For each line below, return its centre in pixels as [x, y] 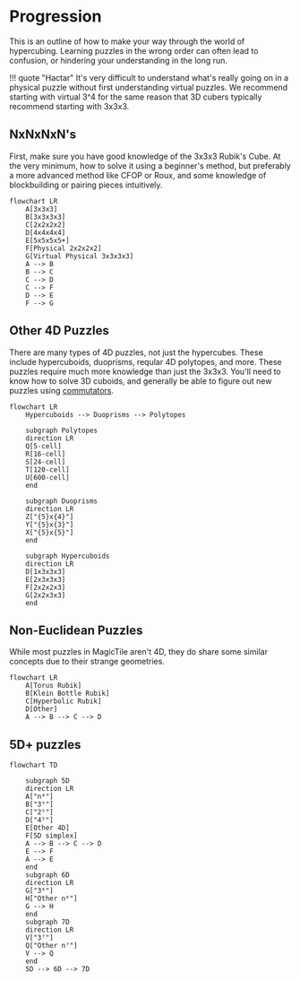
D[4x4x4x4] [46, 232]
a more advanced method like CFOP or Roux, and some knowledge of [138, 175]
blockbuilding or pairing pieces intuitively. [86, 185]
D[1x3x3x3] [46, 571]
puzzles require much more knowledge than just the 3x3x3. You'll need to [145, 371]
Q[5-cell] [44, 446]
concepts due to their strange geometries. [87, 662]
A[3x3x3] [42, 209]
